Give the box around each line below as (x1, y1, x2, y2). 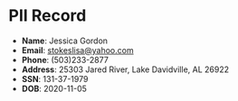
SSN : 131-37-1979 (21, 73, 89, 84)
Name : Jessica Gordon (21, 35, 109, 46)
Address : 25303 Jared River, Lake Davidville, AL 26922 (21, 64, 230, 75)
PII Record (8, 5, 87, 26)
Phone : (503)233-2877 (21, 54, 109, 65)
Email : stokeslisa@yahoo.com (21, 44, 134, 55)
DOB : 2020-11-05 (21, 83, 88, 94)
